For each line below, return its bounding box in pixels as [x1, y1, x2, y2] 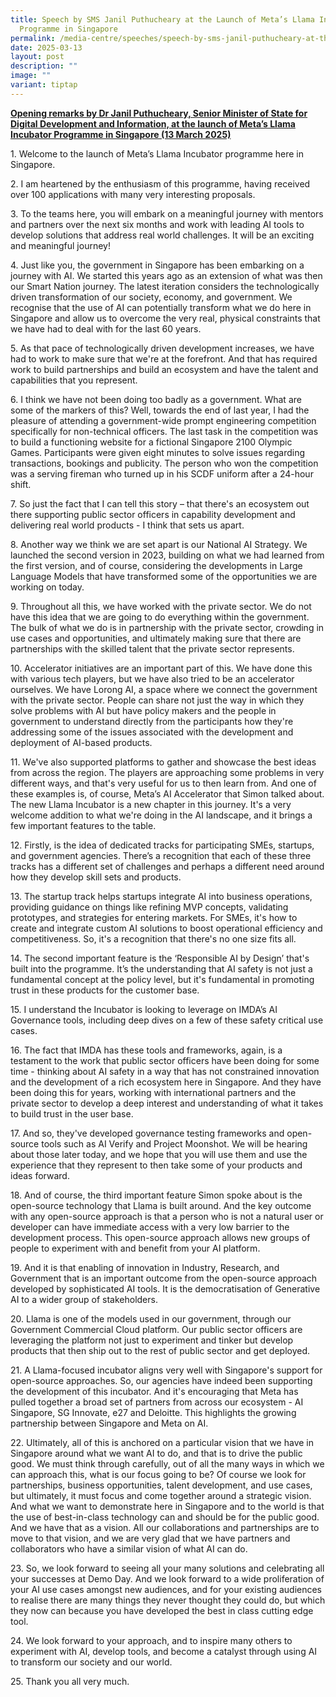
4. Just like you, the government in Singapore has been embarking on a [10, 259, 305, 271]
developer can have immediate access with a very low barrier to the [10, 1221, 290, 1233]
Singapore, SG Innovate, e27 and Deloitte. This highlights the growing [10, 1406, 297, 1418]
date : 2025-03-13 [10, 42, 83, 53]
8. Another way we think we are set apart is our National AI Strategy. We [10, 538, 308, 550]
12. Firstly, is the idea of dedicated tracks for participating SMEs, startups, [10, 839, 315, 851]
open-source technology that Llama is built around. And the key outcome [10, 1199, 312, 1211]
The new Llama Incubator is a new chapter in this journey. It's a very [10, 798, 292, 810]
